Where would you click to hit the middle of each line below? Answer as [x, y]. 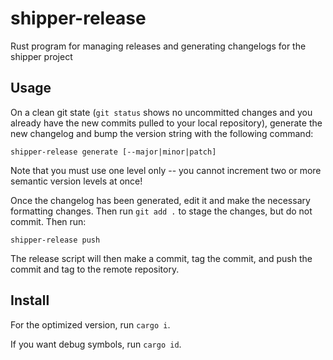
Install [30, 300]
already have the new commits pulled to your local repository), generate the [166, 123]
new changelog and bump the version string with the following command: [162, 133]
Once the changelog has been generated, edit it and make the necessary [160, 200]
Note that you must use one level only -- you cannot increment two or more [166, 170]
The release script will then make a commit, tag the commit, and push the [161, 258]
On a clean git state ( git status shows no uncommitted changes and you [161, 112]
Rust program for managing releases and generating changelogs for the [158, 46]
